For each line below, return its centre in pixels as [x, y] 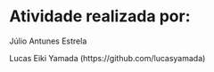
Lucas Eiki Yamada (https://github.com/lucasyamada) [107, 58]
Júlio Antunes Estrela [48, 41]
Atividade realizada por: [100, 16]
